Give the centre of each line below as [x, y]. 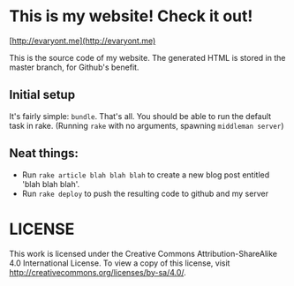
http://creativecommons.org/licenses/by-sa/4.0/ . [98, 272]
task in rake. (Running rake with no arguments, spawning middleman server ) [147, 125]
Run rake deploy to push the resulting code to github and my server [145, 193]
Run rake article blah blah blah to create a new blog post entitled [146, 175]
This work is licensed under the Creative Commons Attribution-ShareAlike [143, 253]
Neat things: [44, 153]
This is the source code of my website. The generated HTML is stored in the [147, 57]
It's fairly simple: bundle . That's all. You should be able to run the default [140, 116]
